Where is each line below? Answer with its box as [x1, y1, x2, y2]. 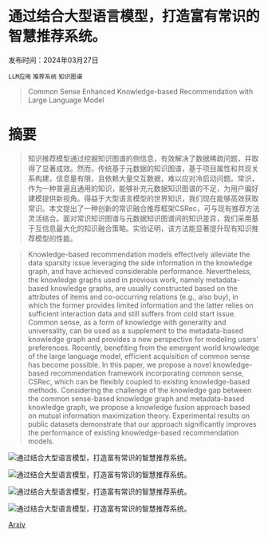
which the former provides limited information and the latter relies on [27, 300, 254, 310]
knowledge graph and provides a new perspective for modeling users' [27, 334, 259, 344]
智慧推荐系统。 [8, 27, 107, 46]
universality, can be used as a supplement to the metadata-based [27, 325, 244, 336]
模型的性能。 [34, 233, 77, 243]
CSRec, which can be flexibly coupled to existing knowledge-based [27, 376, 250, 386]
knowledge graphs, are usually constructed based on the [50, 283, 238, 292]
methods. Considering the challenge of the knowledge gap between [27, 385, 252, 395]
